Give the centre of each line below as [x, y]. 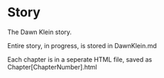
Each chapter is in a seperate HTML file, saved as [80, 59]
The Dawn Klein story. [40, 32]
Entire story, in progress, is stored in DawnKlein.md [82, 45]
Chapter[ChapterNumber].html [52, 67]
